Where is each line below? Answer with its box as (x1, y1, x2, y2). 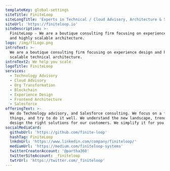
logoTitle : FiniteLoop (5, 64, 53, 69)
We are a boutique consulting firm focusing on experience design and (10, 50, 162, 55)
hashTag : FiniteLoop (10, 135, 53, 140)
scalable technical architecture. (10, 54, 82, 60)
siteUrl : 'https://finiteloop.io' (5, 21, 78, 27)
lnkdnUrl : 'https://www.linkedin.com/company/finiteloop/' (10, 139, 137, 144)
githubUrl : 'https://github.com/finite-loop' (10, 130, 108, 135)
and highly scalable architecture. (10, 36, 85, 41)
